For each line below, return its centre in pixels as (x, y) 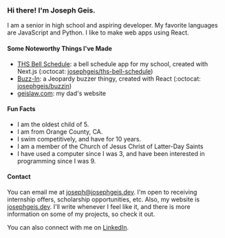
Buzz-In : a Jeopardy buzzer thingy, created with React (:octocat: (109, 79)
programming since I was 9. (56, 161)
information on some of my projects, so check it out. (81, 214)
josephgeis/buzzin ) (44, 86)
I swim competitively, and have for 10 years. (79, 139)
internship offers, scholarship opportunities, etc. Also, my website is (104, 199)
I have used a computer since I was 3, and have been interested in (111, 153)
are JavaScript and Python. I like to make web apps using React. (98, 32)
